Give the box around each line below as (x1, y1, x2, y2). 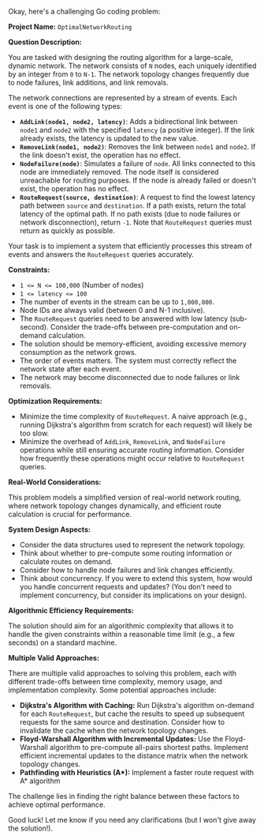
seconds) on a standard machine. (8, 638, 117, 647)
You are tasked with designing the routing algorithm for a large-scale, (8, 53, 234, 62)
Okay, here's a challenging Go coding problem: (8, 7, 161, 16)
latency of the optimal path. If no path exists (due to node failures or (19, 209, 240, 218)
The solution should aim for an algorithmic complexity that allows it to (8, 621, 234, 631)
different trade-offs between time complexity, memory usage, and (8, 677, 223, 686)
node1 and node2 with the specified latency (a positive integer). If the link (19, 126, 255, 134)
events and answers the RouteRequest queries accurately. (8, 250, 195, 259)
